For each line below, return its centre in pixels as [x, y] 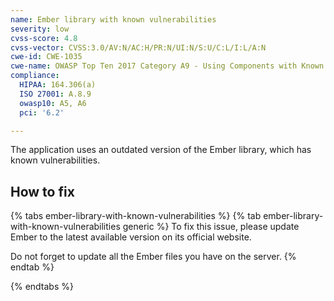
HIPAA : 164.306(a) [58, 85]
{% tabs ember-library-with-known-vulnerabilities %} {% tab [136, 216]
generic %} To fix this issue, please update [211, 227]
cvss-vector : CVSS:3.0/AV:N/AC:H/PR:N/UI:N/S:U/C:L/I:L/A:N [138, 47]
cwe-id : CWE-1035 [46, 57]
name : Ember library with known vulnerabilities [113, 19]
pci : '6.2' [42, 112]
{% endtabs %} [42, 287]
